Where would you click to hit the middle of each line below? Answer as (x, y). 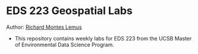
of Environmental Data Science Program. (64, 45)
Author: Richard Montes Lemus (44, 27)
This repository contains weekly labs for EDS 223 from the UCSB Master (103, 38)
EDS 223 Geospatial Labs (69, 11)
